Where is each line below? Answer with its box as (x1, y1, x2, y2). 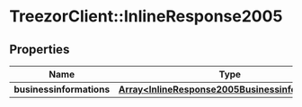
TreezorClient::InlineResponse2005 (9, 6, 283, 27)
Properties (9, 42, 70, 57)
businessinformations (13, 83, 111, 95)
